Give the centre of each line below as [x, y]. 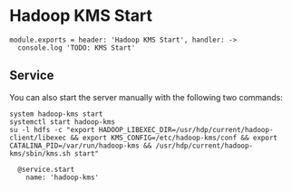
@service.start [46, 169]
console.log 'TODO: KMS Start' [77, 48]
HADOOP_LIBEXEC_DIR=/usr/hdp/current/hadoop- [186, 129]
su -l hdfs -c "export [52, 129]
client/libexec [38, 138]
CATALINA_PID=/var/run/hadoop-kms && [81, 146]
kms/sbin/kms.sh [40, 153]
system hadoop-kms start [56, 114]
